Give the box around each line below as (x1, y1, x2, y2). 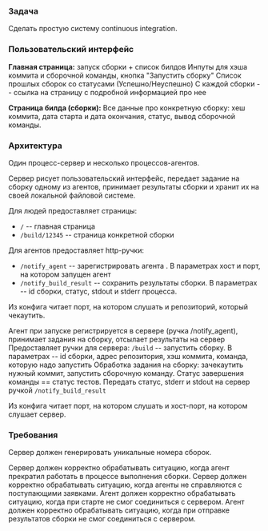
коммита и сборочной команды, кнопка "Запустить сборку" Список (8, 70, 242, 80)
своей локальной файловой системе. (8, 190, 136, 200)
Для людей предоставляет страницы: (8, 206, 138, 215)
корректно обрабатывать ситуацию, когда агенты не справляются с (8, 480, 242, 489)
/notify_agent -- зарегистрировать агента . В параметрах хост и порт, (19, 261, 261, 270)
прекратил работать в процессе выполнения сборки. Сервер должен (8, 472, 247, 481)
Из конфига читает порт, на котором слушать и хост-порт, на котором (8, 401, 248, 410)
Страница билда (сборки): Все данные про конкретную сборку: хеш (8, 102, 246, 113)
